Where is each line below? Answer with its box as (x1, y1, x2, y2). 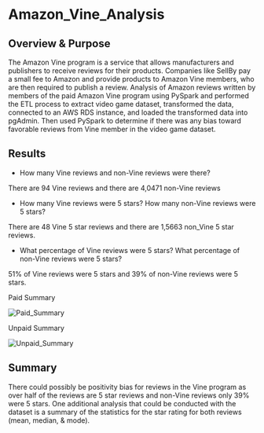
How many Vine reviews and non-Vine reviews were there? (19, 167, 211, 178)
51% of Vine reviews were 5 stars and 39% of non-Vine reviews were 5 (8, 269, 238, 278)
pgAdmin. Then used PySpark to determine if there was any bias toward (8, 116, 242, 125)
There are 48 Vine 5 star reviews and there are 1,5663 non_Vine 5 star (8, 222, 234, 231)
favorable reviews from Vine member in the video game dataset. (8, 124, 216, 134)
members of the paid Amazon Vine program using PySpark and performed (8, 91, 250, 100)
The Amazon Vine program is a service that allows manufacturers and (8, 57, 234, 67)
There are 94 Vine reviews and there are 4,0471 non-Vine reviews (8, 183, 222, 193)
